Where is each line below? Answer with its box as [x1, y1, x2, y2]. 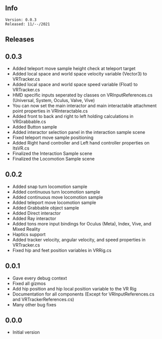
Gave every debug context [12, 275, 67, 281]
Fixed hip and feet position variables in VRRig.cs [12, 247, 112, 253]
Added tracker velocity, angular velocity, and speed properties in [12, 236, 146, 242]
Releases [5, 35, 34, 44]
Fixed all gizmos [12, 280, 46, 286]
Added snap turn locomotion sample [12, 183, 87, 189]
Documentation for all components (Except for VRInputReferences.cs [12, 291, 155, 297]
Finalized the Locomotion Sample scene [12, 156, 95, 162]
